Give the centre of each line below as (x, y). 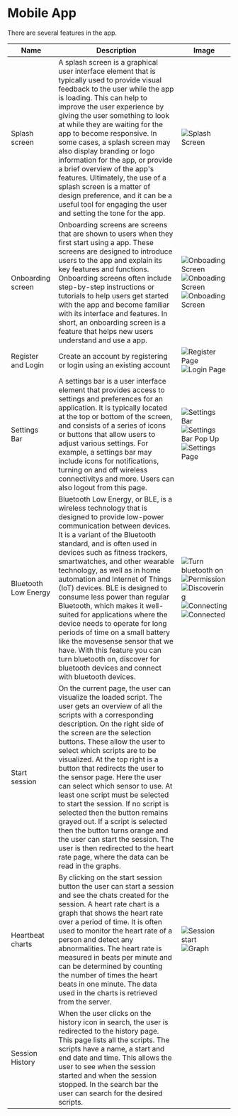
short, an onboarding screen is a (112, 323)
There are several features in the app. (62, 33)
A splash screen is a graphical (108, 62)
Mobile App (42, 13)
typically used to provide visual (110, 80)
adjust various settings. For (103, 443)
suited (69, 614)
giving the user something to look (114, 115)
